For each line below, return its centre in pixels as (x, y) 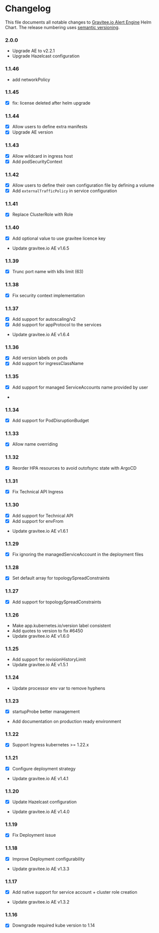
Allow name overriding (35, 444)
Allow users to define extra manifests (50, 127)
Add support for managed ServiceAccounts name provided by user (80, 387)
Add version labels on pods (40, 358)
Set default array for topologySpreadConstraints (61, 578)
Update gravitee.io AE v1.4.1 (40, 778)
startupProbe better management (46, 711)
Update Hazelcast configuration (44, 802)
